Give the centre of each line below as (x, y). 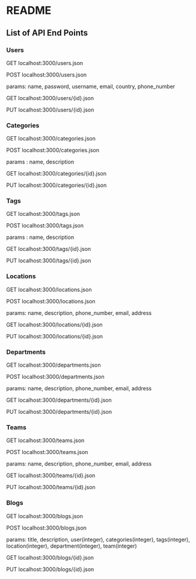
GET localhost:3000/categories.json (51, 139)
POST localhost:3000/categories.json (53, 150)
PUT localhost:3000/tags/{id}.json (49, 261)
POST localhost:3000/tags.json (45, 226)
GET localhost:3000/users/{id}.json (50, 98)
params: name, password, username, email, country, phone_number (91, 86)
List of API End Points (47, 33)
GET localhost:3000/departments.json (54, 365)
